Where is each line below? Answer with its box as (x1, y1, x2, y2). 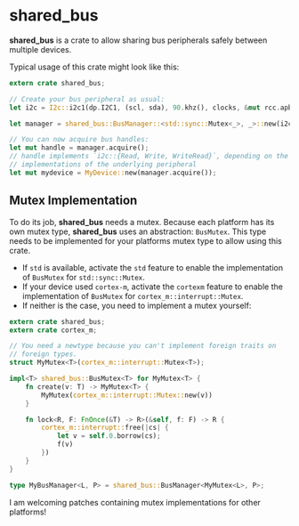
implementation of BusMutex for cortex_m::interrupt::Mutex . (21, 290, 244, 301)
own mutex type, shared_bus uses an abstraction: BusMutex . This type (9, 226, 267, 237)
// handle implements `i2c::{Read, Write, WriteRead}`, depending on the (9, 152, 289, 161)
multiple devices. (9, 44, 72, 54)
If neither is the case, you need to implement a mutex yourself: (21, 300, 252, 311)
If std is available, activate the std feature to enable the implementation (21, 262, 283, 272)
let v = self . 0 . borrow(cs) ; (56, 432, 162, 441)
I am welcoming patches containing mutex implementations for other (9, 497, 261, 507)
